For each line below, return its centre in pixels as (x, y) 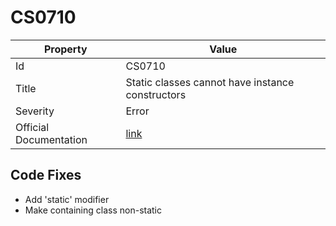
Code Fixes (46, 175)
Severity (35, 111)
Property (65, 49)
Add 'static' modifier (67, 199)
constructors (156, 94)
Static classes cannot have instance (210, 82)
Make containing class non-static (93, 210)
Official (32, 127)
